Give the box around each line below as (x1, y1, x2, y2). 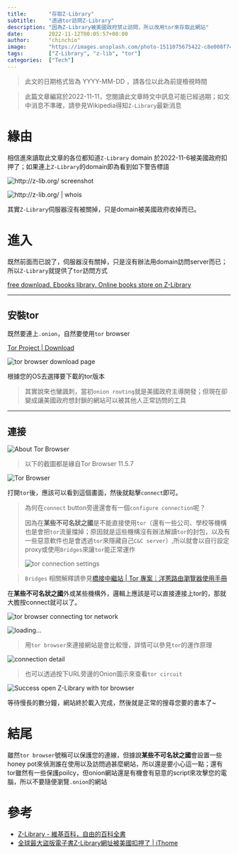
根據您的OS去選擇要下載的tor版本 (7, 372, 105, 381)
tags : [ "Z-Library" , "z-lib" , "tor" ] (7, 50, 141, 58)
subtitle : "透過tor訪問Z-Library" (7, 17, 115, 24)
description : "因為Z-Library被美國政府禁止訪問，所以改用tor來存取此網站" (7, 23, 209, 31)
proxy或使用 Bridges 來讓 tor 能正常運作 (24, 545, 136, 554)
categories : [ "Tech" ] (7, 57, 74, 64)
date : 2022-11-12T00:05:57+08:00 (7, 30, 129, 38)
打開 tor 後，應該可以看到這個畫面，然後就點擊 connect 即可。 (7, 488, 182, 497)
